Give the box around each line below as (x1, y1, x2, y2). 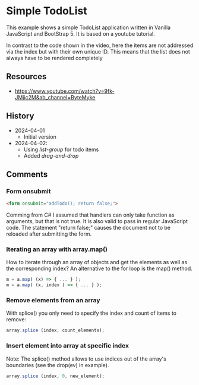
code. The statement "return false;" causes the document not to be (6, 224, 171, 231)
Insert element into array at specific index (6, 342, 129, 350)
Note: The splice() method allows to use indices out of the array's (6, 355, 166, 362)
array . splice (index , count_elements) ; (6, 327, 105, 334)
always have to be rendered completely (6, 54, 103, 61)
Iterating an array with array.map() (6, 245, 108, 253)
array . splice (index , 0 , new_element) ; (6, 373, 105, 379)
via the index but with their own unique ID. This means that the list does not (6, 48, 190, 55)
